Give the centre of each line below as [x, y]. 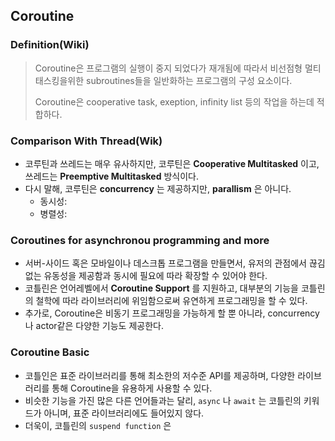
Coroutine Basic [50, 352]
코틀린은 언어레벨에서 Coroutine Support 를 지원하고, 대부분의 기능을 [161, 288]
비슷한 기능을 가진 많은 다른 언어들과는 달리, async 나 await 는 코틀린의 [163, 400]
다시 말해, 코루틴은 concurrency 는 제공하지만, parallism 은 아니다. [158, 188]
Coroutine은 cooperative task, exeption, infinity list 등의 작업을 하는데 [174, 101]
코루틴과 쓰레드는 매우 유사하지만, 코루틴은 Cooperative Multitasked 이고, [172, 163]
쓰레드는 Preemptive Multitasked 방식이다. [112, 176]
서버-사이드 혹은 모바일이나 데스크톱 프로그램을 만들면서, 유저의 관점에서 [165, 263]
